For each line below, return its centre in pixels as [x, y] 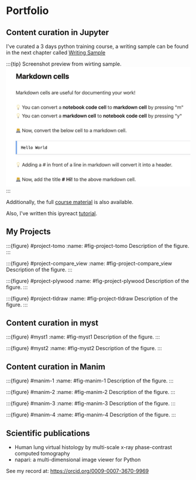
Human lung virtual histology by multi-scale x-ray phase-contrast [93, 447]
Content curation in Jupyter [58, 32]
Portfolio [27, 11]
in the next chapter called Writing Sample [56, 53]
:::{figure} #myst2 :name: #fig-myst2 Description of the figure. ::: [84, 348]
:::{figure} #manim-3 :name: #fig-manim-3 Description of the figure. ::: [91, 403]
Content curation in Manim [56, 367]
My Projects [28, 232]
